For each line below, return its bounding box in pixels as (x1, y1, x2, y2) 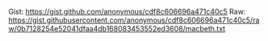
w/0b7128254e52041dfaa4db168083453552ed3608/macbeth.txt (8, 24, 226, 33)
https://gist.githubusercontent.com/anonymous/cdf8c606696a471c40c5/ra (8, 15, 260, 25)
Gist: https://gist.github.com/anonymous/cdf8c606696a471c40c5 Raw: (8, 7, 246, 16)
